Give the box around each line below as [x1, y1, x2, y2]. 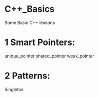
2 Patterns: [4, 70, 50, 81]
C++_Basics [4, 3, 55, 15]
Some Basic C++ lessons [4, 20, 55, 25]
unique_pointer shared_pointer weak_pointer [4, 53, 95, 59]
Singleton [4, 86, 24, 92]
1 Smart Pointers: [4, 37, 75, 48]
